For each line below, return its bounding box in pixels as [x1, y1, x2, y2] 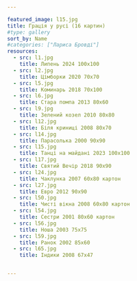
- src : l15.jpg [13, 143, 57, 151]
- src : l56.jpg [13, 220, 57, 227]
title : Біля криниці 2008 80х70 [19, 124, 112, 131]
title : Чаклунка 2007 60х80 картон [19, 175, 121, 182]
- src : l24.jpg [13, 169, 57, 175]
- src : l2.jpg [13, 66, 53, 74]
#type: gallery [7, 29, 51, 36]
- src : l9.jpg [13, 106, 53, 112]
